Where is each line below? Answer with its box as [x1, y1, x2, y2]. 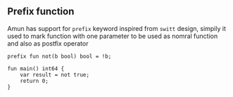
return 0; [20, 77, 49, 84]
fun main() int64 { [7, 65, 65, 72]
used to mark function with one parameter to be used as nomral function [7, 32, 218, 40]
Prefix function [7, 6, 75, 18]
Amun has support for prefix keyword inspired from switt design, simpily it [7, 24, 227, 32]
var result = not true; [20, 71, 90, 78]
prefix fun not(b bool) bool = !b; [7, 53, 112, 60]
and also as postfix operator [7, 39, 89, 48]
